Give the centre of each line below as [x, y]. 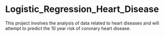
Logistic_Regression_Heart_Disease [82, 9]
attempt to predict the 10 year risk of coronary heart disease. [68, 28]
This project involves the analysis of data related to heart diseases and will [82, 23]
